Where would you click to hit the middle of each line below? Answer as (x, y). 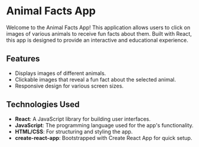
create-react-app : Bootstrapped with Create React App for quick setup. (103, 137)
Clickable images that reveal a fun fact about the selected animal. (95, 79)
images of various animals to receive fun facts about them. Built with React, (99, 33)
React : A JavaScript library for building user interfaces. (83, 119)
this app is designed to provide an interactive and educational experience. (97, 40)
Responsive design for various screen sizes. (69, 86)
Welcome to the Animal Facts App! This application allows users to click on (98, 27)
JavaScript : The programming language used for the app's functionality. (104, 125)
